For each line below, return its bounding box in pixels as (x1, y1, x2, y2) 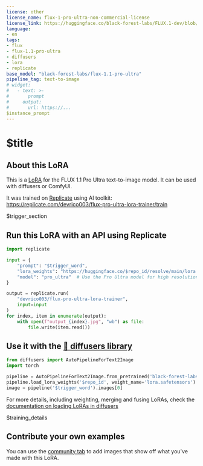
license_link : (6, 20, 42, 26)
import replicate (6, 246, 50, 252)
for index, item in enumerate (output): (6, 313, 107, 319)
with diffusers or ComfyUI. (6, 183, 72, 190)
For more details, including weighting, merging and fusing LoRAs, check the (6, 396, 195, 403)
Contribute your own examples (6, 432, 125, 442)
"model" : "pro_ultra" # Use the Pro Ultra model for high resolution (17, 274, 199, 280)
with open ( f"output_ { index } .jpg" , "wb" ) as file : (17, 318, 145, 324)
